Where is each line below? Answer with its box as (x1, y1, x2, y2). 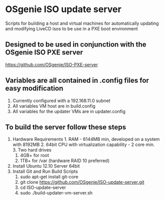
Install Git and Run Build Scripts (12, 168, 78, 175)
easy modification (5, 84, 64, 93)
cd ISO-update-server (20, 184, 67, 190)
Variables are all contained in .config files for (5, 76, 149, 85)
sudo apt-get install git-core (20, 174, 79, 180)
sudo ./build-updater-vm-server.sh (20, 190, 93, 196)
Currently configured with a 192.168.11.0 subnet (12, 97, 111, 104)
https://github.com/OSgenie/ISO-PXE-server (5, 62, 98, 68)
